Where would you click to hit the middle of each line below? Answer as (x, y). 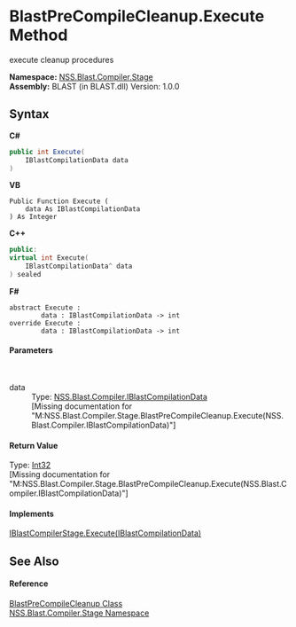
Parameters (31, 350)
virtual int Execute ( (49, 258)
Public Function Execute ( (59, 201)
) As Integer (33, 217)
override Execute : (45, 323)
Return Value (34, 445)
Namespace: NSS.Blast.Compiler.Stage (81, 76)
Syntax (29, 114)
